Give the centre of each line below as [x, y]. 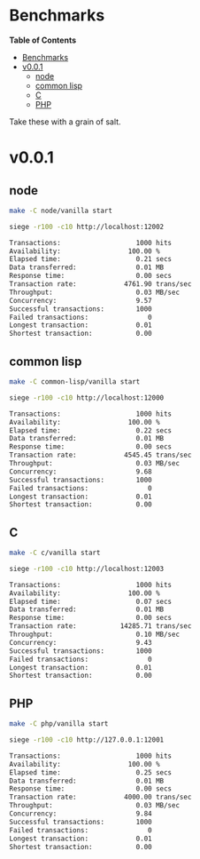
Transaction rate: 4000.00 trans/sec [100, 797]
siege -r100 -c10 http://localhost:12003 [87, 569]
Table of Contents [43, 40]
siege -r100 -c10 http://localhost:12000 [87, 398]
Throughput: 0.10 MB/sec [94, 635]
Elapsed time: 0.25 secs [91, 772]
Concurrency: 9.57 [81, 300]
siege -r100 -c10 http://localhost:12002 [87, 227]
